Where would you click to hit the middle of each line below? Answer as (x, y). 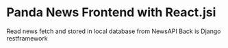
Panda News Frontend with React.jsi (111, 13)
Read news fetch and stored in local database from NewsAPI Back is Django (114, 31)
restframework (27, 38)
